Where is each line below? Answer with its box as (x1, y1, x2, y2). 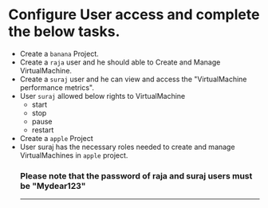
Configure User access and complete (8, 6, 260, 24)
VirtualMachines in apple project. (19, 150, 128, 160)
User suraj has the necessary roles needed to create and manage (19, 142, 235, 151)
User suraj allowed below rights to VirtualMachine (19, 91, 186, 100)
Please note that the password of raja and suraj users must (19, 170, 253, 181)
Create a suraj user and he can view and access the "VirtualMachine (19, 74, 247, 84)
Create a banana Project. (19, 49, 100, 58)
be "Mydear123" (19, 180, 86, 191)
